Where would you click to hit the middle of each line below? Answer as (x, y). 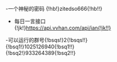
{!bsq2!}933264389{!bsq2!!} (41, 53)
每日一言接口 (30, 21)
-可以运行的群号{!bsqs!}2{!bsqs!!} (47, 40)
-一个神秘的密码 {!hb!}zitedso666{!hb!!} (54, 9)
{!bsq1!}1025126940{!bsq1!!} (40, 47)
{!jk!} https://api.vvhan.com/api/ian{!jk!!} (62, 28)
